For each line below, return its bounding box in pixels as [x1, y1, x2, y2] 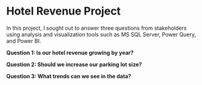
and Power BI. [6, 37, 41, 44]
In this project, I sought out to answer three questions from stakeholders [6, 24, 187, 32]
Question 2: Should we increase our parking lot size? [6, 61, 143, 68]
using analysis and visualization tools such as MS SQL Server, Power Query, [6, 30, 197, 38]
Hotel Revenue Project [6, 4, 121, 18]
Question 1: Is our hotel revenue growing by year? [6, 49, 134, 56]
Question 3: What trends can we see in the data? [6, 72, 132, 80]
